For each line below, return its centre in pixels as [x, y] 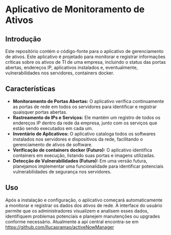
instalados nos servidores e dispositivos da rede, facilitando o [78, 139]
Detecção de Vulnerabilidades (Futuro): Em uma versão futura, [80, 161]
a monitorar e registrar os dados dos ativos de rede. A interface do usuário [84, 205]
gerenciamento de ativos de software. [53, 144]
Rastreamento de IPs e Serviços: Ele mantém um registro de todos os [87, 117]
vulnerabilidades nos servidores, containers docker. [60, 73]
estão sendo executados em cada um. [53, 128]
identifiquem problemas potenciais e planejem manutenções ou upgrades [83, 216]
